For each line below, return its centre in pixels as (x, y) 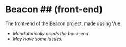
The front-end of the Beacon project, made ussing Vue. (64, 24)
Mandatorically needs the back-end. (51, 33)
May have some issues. (37, 39)
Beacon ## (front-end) (54, 9)
